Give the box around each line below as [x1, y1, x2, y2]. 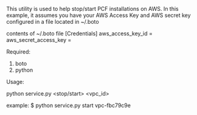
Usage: [6, 78, 24, 85]
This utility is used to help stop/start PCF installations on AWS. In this [6, 5, 179, 12]
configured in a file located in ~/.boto [6, 18, 99, 25]
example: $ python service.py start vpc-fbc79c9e [6, 102, 131, 109]
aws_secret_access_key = [6, 37, 72, 43]
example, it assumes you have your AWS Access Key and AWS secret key [6, 12, 191, 19]
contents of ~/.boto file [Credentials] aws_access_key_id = [6, 30, 153, 37]
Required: [6, 48, 31, 55]
